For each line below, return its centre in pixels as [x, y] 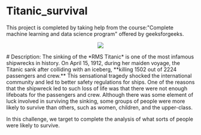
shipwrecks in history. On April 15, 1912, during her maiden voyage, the [93, 63]
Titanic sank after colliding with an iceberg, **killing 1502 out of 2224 [92, 69]
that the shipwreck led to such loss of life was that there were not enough [97, 88]
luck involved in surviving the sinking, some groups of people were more [96, 101]
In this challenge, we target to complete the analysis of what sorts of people [100, 119]
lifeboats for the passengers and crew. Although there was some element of [100, 94]
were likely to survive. [33, 125]
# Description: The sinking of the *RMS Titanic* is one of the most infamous [100, 56]
